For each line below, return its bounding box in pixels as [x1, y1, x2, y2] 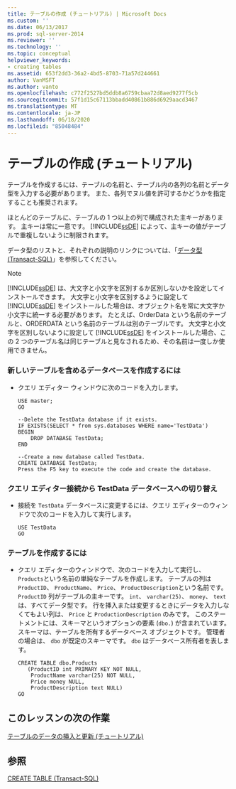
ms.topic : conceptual [7, 50, 72, 58]
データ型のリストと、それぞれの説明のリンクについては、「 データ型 [7, 246, 203, 254]
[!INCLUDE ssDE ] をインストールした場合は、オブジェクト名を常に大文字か [7, 301, 225, 310]
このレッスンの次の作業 [7, 712, 110, 724]
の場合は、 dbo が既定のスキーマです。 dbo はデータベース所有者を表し [17, 637, 223, 645]
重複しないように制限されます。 [19, 231, 113, 240]
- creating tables [7, 63, 62, 70]
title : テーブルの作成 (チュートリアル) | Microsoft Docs [7, 10, 167, 18]
